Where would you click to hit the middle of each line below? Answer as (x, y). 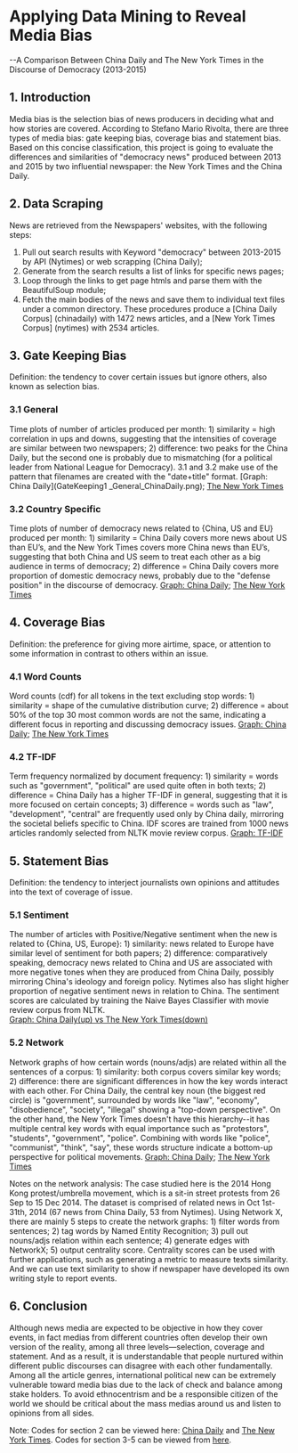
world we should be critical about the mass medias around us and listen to (145, 1403)
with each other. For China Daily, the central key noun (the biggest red (137, 1090)
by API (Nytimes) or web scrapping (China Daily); (112, 261)
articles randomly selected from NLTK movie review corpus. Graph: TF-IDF (146, 833)
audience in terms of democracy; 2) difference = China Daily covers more (144, 566)
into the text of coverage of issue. (71, 892)
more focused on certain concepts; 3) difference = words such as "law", (141, 804)
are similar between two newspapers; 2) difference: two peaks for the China (149, 448)
